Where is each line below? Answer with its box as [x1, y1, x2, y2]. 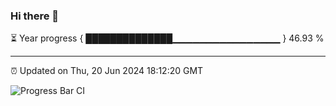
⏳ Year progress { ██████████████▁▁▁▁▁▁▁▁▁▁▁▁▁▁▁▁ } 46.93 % [10, 32, 325, 44]
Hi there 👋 [10, 9, 60, 23]
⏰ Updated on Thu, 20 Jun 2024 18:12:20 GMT [10, 65, 204, 77]
